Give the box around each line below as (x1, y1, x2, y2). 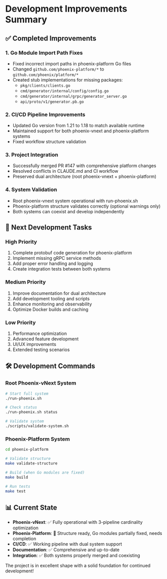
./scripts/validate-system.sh (5, 423, 69, 429)
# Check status (5, 405, 37, 410)
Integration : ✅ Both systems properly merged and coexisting (12, 553, 140, 559)
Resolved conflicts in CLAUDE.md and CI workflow (12, 168, 119, 174)
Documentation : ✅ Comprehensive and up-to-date (12, 547, 120, 553)
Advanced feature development (12, 336, 79, 342)
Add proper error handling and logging (12, 260, 94, 266)
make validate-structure (5, 461, 58, 466)
